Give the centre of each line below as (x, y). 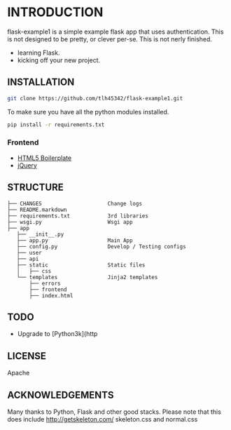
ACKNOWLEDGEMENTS (61, 395)
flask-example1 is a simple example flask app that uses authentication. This (115, 32)
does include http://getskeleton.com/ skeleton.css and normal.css (103, 419)
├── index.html (51, 295)
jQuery (27, 165)
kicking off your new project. (59, 60)
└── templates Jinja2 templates (87, 277)
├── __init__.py (40, 234)
